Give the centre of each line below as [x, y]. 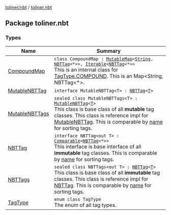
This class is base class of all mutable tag [104, 109]
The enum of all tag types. [85, 205]
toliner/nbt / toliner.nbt [29, 7]
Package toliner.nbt [37, 23]
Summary [109, 51]
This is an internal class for [86, 70]
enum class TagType [78, 199]
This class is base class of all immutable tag [107, 172]
